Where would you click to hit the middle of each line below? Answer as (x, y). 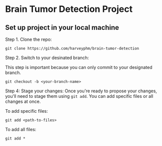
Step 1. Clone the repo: (29, 39)
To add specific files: (27, 111)
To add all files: (21, 129)
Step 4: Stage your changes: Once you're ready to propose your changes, (81, 91)
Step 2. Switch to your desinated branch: (47, 58)
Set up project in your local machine (62, 28)
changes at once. (23, 101)
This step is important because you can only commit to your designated (79, 67)
